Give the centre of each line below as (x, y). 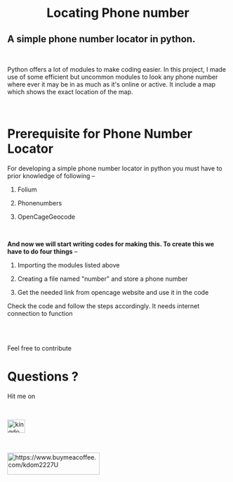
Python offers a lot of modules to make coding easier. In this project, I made (117, 69)
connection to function (40, 313)
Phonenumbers (40, 203)
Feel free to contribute (40, 348)
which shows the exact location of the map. (70, 92)
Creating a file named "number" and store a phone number (102, 279)
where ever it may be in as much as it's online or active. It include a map (112, 84)
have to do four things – (42, 251)
